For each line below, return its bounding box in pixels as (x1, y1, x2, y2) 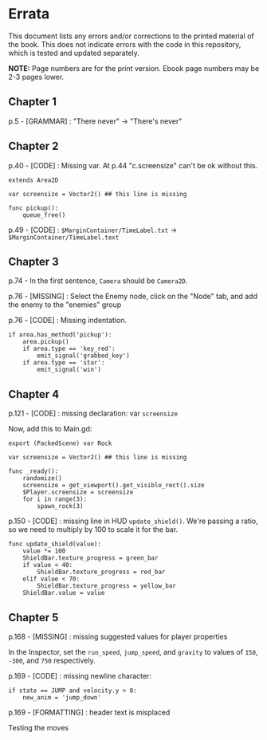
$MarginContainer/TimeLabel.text (8, 233, 120, 242)
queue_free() (22, 211, 66, 219)
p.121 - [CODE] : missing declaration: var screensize (8, 408, 179, 419)
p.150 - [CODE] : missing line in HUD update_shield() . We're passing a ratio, (8, 516, 258, 526)
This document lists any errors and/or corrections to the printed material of (8, 31, 255, 41)
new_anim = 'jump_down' (22, 694, 102, 702)
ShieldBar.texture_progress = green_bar (22, 554, 159, 562)
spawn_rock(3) (37, 502, 84, 510)
